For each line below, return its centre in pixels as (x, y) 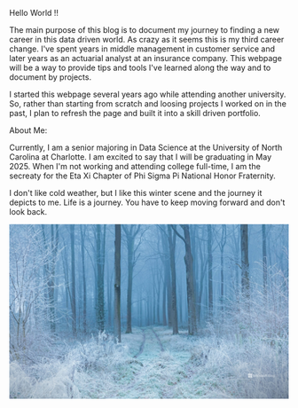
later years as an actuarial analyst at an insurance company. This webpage (145, 58)
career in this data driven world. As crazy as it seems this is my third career (147, 39)
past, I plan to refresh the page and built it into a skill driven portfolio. (135, 113)
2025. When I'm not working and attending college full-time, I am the (135, 166)
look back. (28, 212)
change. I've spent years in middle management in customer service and (142, 49)
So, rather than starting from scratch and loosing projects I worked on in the (148, 104)
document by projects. (50, 77)
